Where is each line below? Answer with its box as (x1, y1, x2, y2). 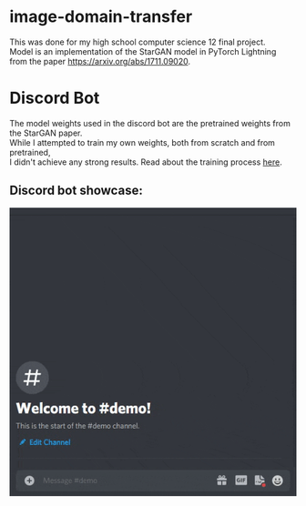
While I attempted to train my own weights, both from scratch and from (9, 137, 276, 147)
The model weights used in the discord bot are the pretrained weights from (9, 117, 291, 128)
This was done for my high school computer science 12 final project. (9, 36, 266, 47)
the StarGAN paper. (9, 127, 83, 138)
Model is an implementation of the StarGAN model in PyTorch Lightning (9, 46, 277, 56)
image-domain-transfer (9, 6, 193, 27)
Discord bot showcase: (9, 183, 143, 198)
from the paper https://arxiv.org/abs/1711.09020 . (9, 56, 191, 66)
